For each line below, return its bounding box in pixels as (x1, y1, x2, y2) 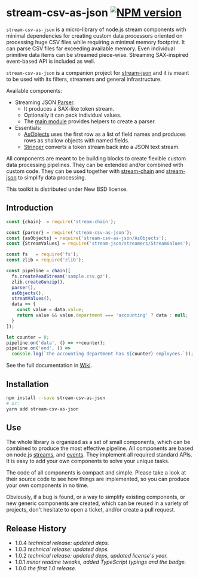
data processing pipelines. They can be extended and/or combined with (6, 161, 183, 168)
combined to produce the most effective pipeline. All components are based (6, 445, 194, 452)
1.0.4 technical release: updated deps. (14, 539, 109, 547)
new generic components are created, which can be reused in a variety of (6, 500, 188, 507)
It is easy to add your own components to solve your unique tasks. (6, 458, 170, 465)
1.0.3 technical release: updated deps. (14, 546, 109, 553)
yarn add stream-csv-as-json (6, 406, 79, 412)
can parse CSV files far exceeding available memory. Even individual (6, 45, 175, 52)
